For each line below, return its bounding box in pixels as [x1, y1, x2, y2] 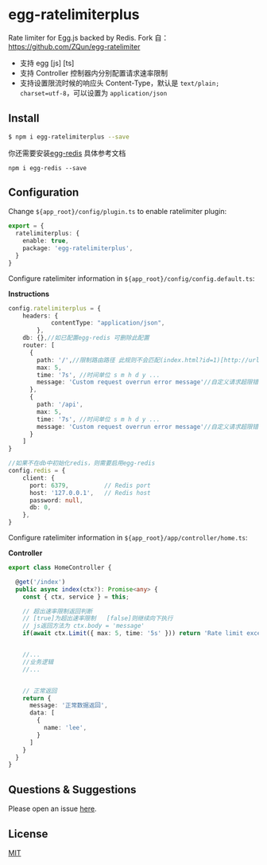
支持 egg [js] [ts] [19, 58, 75, 68]
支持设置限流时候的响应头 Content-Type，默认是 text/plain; [19, 78, 220, 88]
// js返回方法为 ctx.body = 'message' [22, 622, 145, 630]
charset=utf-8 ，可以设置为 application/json [19, 88, 168, 97]
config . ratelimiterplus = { [8, 304, 102, 312]
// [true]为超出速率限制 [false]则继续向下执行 [22, 614, 173, 622]
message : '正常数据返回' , [29, 702, 109, 710]
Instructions [8, 289, 50, 298]
